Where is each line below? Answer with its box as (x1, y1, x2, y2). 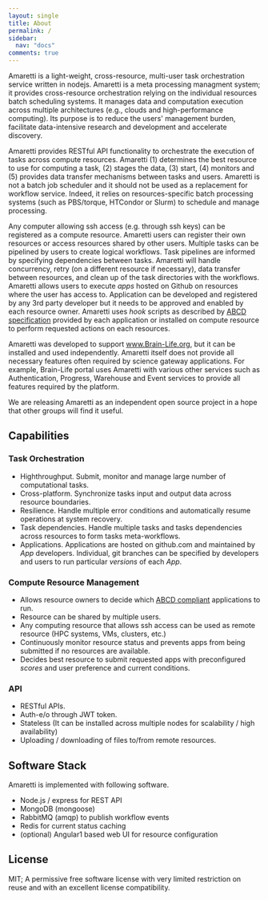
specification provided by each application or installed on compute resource (8, 315, 260, 325)
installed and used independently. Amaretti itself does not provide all (8, 348, 234, 357)
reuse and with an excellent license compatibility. (8, 882, 170, 892)
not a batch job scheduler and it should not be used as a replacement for (8, 180, 248, 189)
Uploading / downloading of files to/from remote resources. (19, 736, 217, 745)
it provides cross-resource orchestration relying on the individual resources (8, 88, 258, 97)
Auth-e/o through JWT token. (19, 710, 118, 720)
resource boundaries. (19, 497, 91, 506)
